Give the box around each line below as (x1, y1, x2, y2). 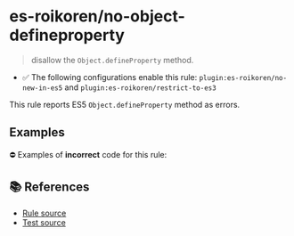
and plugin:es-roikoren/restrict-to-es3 (64, 82, 216, 93)
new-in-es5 (21, 83, 63, 93)
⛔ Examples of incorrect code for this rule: (9, 149, 167, 159)
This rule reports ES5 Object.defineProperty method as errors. (9, 99, 241, 110)
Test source (21, 216, 67, 228)
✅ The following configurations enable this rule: (21, 71, 198, 82)
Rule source (21, 208, 67, 218)
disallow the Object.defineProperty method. (30, 54, 194, 65)
